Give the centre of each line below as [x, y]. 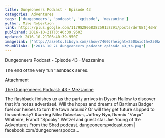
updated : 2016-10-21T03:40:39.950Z [41, 37]
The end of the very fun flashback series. [47, 70]
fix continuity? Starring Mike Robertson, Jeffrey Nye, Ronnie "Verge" [74, 114]
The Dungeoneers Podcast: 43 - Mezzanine [50, 89]
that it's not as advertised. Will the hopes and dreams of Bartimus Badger [79, 104]
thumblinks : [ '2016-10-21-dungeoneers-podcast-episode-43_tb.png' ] [76, 46]
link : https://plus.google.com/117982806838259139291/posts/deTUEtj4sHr [81, 28]
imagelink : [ [18, 42]
